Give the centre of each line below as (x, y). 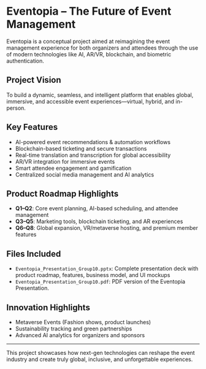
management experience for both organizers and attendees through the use (102, 48)
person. (16, 108)
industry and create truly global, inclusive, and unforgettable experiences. (100, 359)
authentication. (25, 61)
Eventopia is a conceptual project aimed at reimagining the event (88, 41)
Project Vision (34, 80)
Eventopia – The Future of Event (89, 11)
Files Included (34, 253)
